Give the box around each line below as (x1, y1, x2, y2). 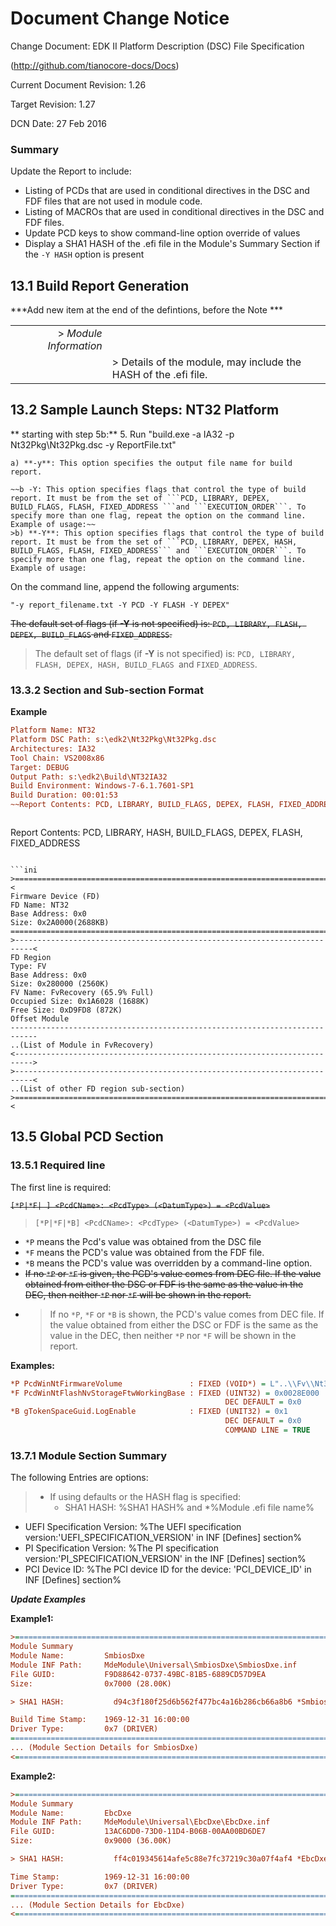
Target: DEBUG (10, 762, 70, 772)
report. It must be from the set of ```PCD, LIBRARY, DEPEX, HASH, (10, 537, 298, 547)
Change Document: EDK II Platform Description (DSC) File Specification (10, 40, 305, 52)
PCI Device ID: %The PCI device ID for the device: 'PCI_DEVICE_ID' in (24, 1563, 312, 1576)
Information (47, 339, 103, 353)
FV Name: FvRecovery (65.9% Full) (10, 988, 155, 998)
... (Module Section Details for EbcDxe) (10, 1900, 186, 1910)
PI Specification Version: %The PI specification (24, 1542, 219, 1554)
